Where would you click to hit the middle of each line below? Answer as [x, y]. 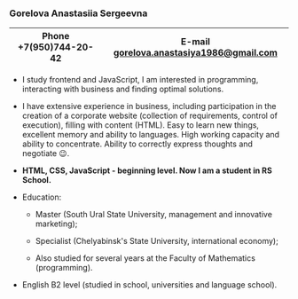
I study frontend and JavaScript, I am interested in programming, [140, 80]
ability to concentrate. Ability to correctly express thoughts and [137, 144]
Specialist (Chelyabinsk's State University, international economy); [157, 241]
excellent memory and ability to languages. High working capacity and [151, 135]
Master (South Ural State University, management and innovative [154, 215]
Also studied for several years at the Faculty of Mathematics [145, 258]
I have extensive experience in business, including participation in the [149, 106]
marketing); [56, 224]
